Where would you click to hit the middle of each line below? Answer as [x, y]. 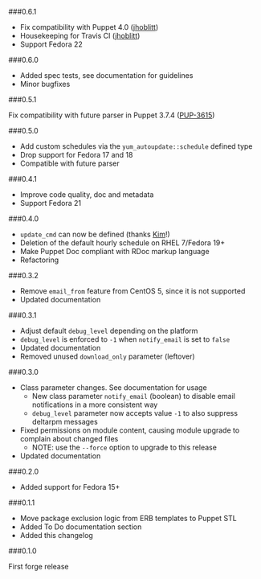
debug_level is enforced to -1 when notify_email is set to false [125, 339]
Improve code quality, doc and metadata [87, 195]
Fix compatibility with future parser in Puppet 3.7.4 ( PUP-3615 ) [112, 115]
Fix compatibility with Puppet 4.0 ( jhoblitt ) [89, 27]
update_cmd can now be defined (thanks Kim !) [95, 234]
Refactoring [39, 260]
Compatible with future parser [70, 163]
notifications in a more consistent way [95, 404]
